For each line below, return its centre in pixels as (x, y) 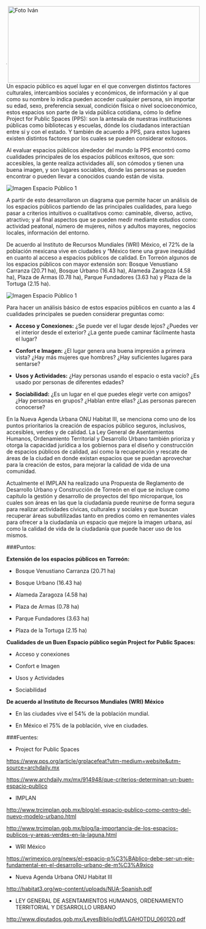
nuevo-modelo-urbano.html (41, 816)
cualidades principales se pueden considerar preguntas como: (85, 314)
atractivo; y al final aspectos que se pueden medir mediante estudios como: (102, 220)
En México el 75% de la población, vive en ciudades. (82, 725)
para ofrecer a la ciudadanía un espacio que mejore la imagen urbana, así (99, 522)
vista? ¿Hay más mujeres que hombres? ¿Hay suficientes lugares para (104, 357)
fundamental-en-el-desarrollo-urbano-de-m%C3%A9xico (80, 865)
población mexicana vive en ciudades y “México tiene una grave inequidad (101, 251)
